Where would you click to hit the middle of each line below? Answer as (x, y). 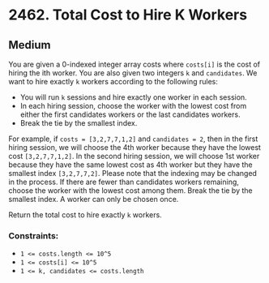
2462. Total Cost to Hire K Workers (128, 15)
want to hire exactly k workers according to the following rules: (113, 81)
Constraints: (34, 235)
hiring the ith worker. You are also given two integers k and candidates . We (133, 73)
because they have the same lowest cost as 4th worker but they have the (130, 165)
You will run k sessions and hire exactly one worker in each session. (133, 97)
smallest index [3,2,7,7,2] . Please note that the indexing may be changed (133, 173)
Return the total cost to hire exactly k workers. (85, 215)
